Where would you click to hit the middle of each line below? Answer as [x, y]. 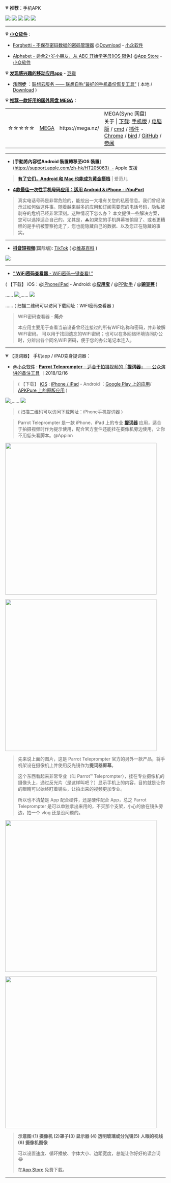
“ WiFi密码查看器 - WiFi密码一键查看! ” [53, 273]
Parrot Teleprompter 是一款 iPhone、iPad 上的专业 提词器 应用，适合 [90, 422]
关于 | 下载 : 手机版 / [127, 121]
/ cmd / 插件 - [127, 129]
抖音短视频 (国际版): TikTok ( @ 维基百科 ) [55, 248]
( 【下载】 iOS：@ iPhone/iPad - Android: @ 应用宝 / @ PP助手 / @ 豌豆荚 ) [81, 284]
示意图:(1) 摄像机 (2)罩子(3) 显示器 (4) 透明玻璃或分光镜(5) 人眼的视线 [90, 1136]
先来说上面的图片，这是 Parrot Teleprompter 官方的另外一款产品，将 [89, 759]
